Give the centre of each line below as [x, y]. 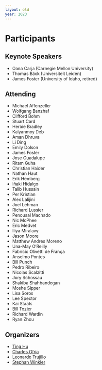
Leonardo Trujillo [29, 357]
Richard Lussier [28, 210]
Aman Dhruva [26, 137]
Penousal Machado [31, 215]
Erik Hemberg [26, 179]
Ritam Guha [24, 163]
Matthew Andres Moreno [37, 241]
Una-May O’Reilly [30, 247]
